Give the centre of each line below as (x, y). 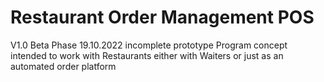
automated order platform (63, 66)
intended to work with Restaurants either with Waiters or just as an (147, 55)
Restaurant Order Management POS (162, 17)
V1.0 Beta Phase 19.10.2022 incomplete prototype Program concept (149, 45)
